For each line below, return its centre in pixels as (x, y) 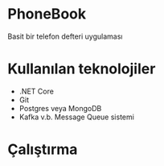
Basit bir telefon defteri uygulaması (65, 36)
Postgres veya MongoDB (60, 108)
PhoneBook (47, 14)
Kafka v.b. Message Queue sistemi (76, 117)
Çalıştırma (43, 149)
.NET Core (36, 91)
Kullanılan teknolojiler (82, 69)
